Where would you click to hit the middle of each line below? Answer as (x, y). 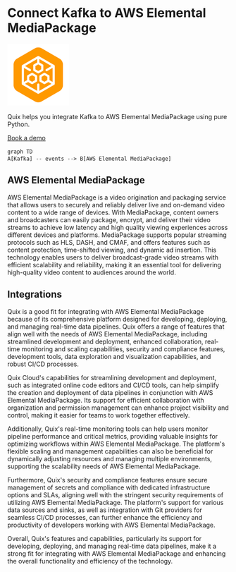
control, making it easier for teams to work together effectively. (99, 415)
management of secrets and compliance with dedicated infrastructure (109, 487)
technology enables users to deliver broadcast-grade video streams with (113, 257)
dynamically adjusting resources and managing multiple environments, (110, 458)
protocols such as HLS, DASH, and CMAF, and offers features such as (109, 242)
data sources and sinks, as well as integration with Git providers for (105, 510)
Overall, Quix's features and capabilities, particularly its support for (105, 538)
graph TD (20, 152)
